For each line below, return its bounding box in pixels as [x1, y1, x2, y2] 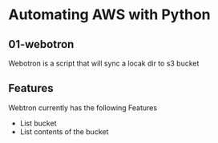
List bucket [19, 118, 57, 128]
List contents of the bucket [19, 126, 109, 137]
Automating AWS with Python [8, 6, 211, 24]
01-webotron [8, 38, 75, 51]
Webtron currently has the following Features [8, 102, 158, 113]
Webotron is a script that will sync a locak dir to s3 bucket [8, 58, 200, 68]
